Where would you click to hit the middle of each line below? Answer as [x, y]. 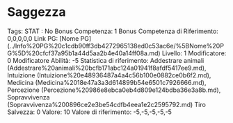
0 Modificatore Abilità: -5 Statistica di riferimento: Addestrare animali [106, 60]
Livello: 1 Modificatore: [194, 53]
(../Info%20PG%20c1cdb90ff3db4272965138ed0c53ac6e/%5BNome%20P [116, 46]
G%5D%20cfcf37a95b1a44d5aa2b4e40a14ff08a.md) [84, 53]
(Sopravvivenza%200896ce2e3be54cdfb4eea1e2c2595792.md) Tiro [107, 104]
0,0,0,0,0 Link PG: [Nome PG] [49, 38]
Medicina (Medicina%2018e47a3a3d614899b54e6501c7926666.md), [107, 82]
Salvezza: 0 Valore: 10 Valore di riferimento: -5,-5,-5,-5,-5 [90, 112]
